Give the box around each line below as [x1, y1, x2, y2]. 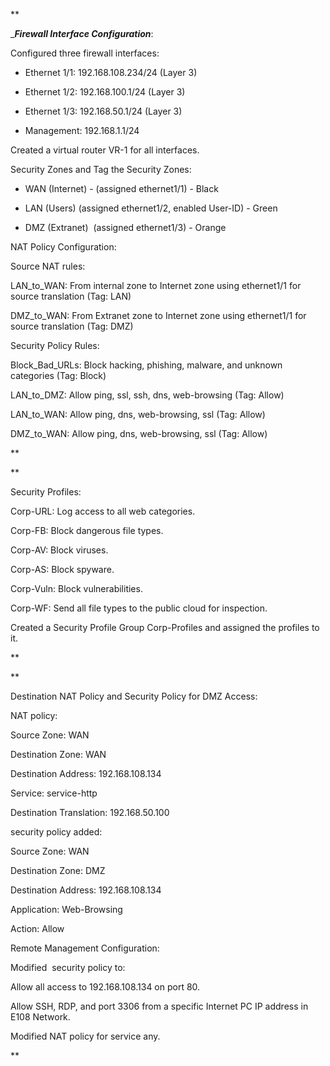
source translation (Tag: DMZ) [10, 320, 134, 332]
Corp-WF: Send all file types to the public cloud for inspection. [10, 602, 268, 614]
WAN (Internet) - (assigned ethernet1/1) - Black [24, 183, 219, 194]
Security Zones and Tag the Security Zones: [10, 164, 192, 175]
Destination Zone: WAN [10, 749, 107, 760]
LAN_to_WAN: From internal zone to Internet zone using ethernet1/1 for [10, 280, 302, 291]
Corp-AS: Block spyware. [10, 564, 115, 575]
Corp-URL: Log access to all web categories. [10, 505, 196, 517]
